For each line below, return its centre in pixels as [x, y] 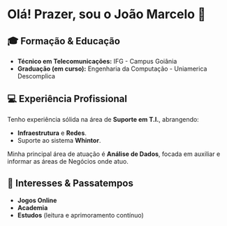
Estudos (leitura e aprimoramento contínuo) [81, 215]
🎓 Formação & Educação [64, 41]
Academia [32, 207]
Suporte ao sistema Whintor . [59, 140]
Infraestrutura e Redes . [52, 133]
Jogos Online [37, 200]
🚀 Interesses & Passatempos [71, 184]
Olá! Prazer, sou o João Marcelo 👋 [107, 14]
